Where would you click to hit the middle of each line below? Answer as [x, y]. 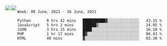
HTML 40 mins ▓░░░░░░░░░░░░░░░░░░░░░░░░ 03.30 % [90, 38]
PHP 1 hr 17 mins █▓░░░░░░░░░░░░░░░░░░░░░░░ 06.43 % [90, 34]
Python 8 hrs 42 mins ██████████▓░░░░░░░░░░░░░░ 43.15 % [90, 21]
